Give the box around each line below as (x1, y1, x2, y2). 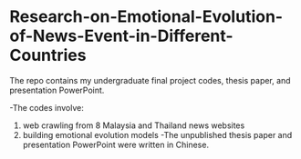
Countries (9, 45, 87, 65)
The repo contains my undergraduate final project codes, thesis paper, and (9, 75, 291, 85)
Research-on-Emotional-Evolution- (9, 6, 284, 27)
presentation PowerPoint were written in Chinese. (22, 139, 210, 150)
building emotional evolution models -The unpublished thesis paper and (22, 129, 293, 140)
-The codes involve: (9, 102, 84, 113)
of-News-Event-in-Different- (9, 25, 234, 46)
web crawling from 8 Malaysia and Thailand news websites (22, 120, 245, 131)
